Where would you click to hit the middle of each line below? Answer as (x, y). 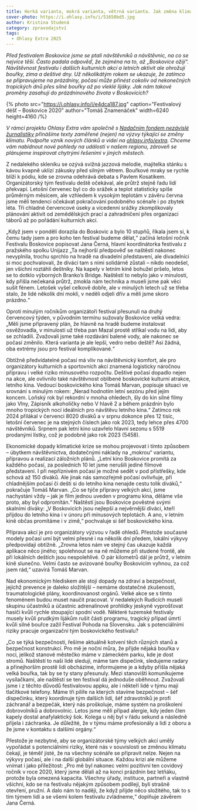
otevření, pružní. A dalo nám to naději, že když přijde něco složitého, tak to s (98, 790)
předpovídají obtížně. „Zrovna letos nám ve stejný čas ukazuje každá (89, 545)
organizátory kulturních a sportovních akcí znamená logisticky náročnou (93, 366)
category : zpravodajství (36, 28)
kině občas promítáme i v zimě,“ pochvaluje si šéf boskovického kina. (90, 521)
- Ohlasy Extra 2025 (36, 39)
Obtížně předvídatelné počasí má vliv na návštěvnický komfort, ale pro (91, 360)
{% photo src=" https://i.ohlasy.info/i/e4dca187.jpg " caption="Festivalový (94, 104)
